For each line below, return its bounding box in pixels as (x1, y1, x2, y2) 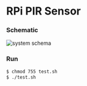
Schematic (6, 26, 38, 35)
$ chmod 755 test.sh (6, 68, 58, 74)
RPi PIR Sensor (6, 4, 81, 18)
